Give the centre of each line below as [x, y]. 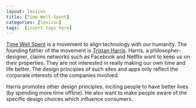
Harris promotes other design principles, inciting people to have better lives [97, 87]
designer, [17, 57]
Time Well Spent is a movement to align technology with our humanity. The [97, 44]
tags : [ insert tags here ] [39, 28]
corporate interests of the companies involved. [62, 75]
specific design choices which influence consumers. [70, 99]
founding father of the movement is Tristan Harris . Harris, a [77, 51]
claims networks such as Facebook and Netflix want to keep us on [110, 57]
